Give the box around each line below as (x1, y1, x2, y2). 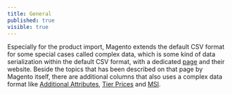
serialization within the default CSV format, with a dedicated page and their (7, 58, 225, 66)
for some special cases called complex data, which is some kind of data (7, 50, 216, 58)
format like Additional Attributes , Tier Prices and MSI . (7, 80, 161, 89)
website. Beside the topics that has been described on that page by (7, 65, 203, 74)
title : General (7, 10, 52, 18)
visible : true (7, 23, 49, 30)
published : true (7, 17, 55, 24)
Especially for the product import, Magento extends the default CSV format (7, 43, 225, 51)
